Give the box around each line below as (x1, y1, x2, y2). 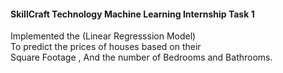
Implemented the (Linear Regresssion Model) (10, 30, 197, 42)
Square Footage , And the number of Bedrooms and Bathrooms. (10, 51, 273, 64)
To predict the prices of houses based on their (10, 41, 202, 53)
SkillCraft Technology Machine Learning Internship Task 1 (10, 8, 255, 20)
